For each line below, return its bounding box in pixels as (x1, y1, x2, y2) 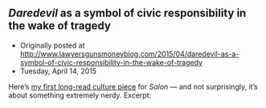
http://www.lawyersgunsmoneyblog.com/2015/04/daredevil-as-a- (19, 48, 239, 59)
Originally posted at (19, 40, 85, 50)
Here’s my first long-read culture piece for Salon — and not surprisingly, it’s (8, 81, 259, 91)
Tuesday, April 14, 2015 (19, 66, 97, 76)
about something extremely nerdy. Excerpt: (8, 90, 152, 100)
